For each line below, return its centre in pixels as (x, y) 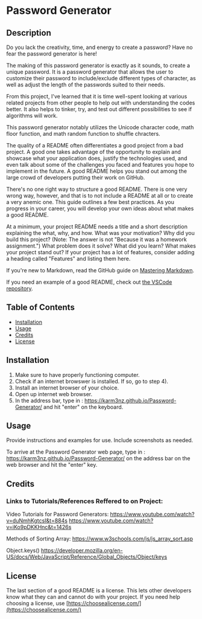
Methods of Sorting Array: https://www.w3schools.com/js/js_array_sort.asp (100, 539)
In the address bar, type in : (49, 400)
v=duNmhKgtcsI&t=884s (37, 521)
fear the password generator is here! (52, 54)
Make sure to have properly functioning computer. (77, 374)
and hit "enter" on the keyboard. (83, 407)
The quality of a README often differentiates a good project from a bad (95, 145)
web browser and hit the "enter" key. (52, 465)
